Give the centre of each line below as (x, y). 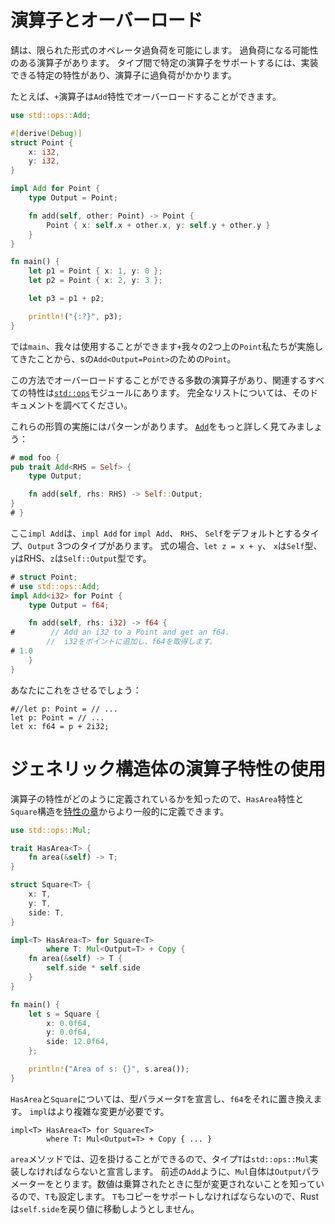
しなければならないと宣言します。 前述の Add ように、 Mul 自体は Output (160, 1171)
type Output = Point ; (73, 198)
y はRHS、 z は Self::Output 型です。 (81, 558)
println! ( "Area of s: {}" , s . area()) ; (109, 1069)
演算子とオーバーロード (106, 20)
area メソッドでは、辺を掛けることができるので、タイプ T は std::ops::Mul (160, 1158)
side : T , (46, 912)
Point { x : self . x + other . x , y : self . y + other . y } (158, 225)
